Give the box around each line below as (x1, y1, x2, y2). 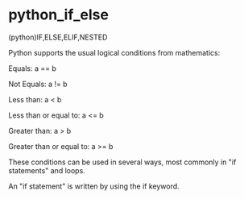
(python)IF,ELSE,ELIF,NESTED (8, 32, 108, 42)
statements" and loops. (8, 165, 86, 175)
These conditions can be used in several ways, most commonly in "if (8, 157, 237, 167)
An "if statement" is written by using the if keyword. (8, 181, 180, 191)
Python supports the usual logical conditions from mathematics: (8, 48, 221, 57)
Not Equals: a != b (8, 79, 68, 89)
